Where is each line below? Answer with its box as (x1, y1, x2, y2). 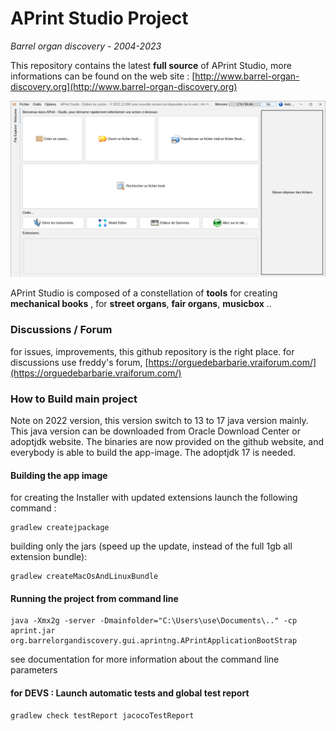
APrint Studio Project (10, 7, 189, 30)
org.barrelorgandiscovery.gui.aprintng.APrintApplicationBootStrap (10, 636, 298, 646)
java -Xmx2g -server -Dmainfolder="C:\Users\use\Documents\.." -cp (10, 616, 298, 626)
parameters (10, 664, 58, 676)
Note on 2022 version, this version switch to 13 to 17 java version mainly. (10, 415, 309, 427)
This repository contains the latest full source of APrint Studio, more (10, 59, 292, 71)
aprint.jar (10, 626, 56, 636)
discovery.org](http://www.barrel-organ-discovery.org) (10, 80, 238, 92)
